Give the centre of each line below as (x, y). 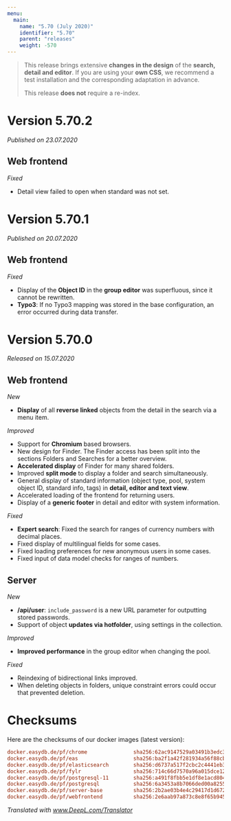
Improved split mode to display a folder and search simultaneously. (112, 473)
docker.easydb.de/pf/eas (43, 758)
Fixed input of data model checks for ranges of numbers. (98, 559)
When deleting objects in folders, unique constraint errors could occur (117, 685)
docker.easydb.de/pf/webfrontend (55, 797)
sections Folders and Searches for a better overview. (92, 459)
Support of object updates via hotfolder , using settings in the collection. (120, 625)
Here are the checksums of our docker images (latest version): (96, 739)
